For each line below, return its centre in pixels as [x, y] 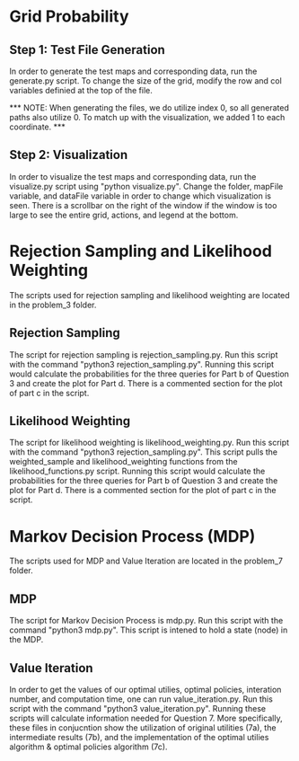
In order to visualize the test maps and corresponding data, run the [133, 176]
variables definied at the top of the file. [81, 90]
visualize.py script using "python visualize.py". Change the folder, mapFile [146, 186]
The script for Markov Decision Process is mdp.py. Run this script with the [146, 621]
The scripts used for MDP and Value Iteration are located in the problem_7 [146, 561]
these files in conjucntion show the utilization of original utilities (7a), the [143, 727]
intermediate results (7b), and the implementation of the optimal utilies [139, 737]
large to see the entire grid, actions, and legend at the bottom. [124, 215]
